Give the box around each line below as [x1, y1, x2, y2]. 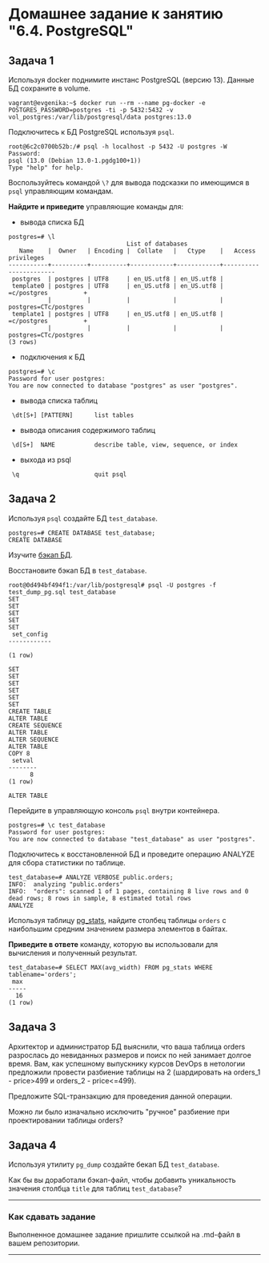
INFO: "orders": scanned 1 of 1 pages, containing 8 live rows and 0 [8, 887, 249, 895]
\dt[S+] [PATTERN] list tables [11, 411, 134, 419]
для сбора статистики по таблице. [8, 857, 126, 867]
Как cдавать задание [8, 1212, 96, 1223]
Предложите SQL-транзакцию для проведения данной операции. [8, 1091, 233, 1101]
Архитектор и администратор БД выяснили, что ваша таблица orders [8, 1042, 246, 1051]
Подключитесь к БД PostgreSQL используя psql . [8, 128, 175, 136]
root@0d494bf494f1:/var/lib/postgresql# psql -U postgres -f [8, 581, 217, 589]
